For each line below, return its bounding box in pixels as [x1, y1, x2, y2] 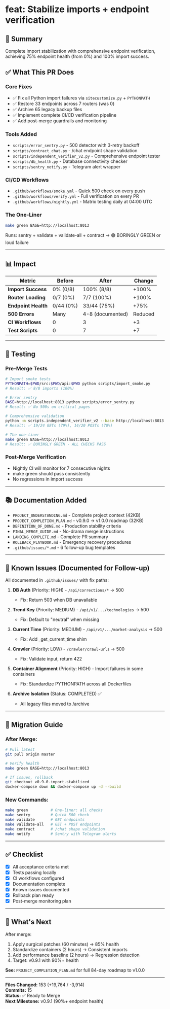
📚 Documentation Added [5, 496, 87, 505]
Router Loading [8, 294, 46, 301]
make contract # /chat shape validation [5, 826, 105, 831]
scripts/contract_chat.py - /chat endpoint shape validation [12, 147, 138, 153]
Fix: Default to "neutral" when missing [20, 616, 100, 622]
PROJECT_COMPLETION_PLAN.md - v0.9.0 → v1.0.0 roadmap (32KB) [12, 517, 144, 524]
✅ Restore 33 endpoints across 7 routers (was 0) [12, 100, 115, 107]
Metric [19, 277, 36, 285]
